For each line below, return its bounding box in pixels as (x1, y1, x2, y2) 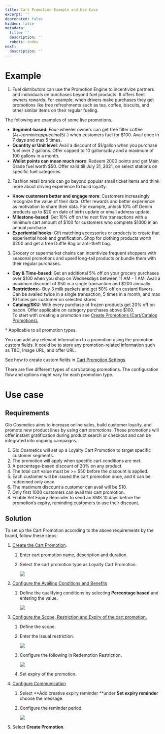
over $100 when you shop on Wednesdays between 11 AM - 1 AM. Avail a (12, 275, 161, 281)
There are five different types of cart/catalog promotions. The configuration (5, 367, 159, 372)
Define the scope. (19, 624, 56, 629)
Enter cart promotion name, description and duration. (19, 552, 128, 558)
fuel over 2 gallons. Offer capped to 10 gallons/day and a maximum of (12, 148, 154, 154)
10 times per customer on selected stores (12, 297, 97, 303)
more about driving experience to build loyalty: (12, 184, 107, 190)
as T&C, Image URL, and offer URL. (5, 347, 76, 353)
